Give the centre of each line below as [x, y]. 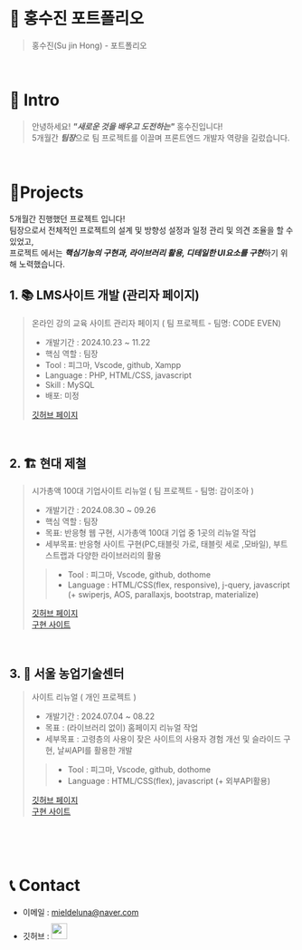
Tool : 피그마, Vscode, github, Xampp [113, 364]
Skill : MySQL [70, 384]
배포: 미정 [62, 395]
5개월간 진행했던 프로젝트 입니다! [67, 218]
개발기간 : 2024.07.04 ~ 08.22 [100, 716]
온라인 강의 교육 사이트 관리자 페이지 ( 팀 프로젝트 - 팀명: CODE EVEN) [156, 323]
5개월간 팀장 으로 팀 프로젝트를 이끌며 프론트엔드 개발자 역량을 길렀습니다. [160, 138]
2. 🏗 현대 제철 [48, 464]
